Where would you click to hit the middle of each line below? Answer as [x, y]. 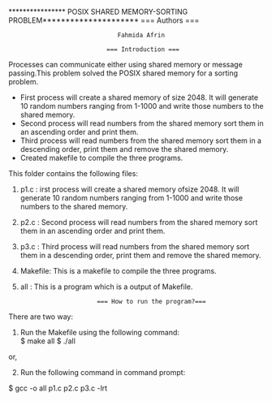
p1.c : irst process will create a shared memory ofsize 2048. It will [130, 189]
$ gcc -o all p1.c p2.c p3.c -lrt [58, 388]
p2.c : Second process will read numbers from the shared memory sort [139, 222]
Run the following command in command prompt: [103, 372]
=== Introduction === [143, 50]
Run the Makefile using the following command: [100, 332]
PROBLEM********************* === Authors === [104, 20]
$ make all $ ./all [47, 341]
